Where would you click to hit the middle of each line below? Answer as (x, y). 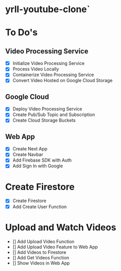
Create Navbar (28, 154)
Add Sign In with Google (38, 166)
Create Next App (30, 149)
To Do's (21, 33)
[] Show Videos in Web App (41, 263)
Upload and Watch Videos (61, 227)
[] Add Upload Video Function (43, 241)
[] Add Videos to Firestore (39, 252)
